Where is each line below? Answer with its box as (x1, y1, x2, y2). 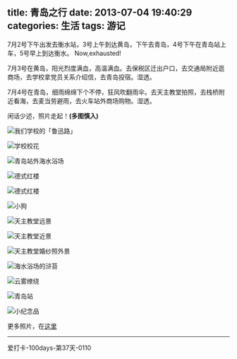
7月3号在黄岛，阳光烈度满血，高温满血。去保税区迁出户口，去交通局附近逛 (7, 64, 225, 72)
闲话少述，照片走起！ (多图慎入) (7, 112, 99, 120)
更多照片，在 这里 (7, 322, 57, 330)
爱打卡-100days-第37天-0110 (7, 343, 92, 352)
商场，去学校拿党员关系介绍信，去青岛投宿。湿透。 (7, 73, 156, 81)
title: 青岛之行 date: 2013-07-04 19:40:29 (7, 6, 193, 19)
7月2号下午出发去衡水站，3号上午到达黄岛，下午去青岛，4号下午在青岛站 (7, 40, 221, 48)
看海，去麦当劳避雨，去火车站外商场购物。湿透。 (13, 96, 156, 105)
